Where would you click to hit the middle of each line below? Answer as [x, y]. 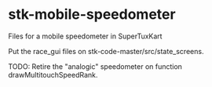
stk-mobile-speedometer [92, 14]
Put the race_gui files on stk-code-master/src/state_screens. [106, 51]
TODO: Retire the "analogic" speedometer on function [95, 66]
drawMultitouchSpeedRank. [53, 74]
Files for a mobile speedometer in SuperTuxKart [85, 36]
